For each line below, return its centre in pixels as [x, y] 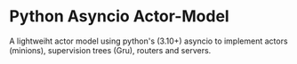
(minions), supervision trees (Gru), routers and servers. [110, 50]
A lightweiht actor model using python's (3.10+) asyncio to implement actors [148, 41]
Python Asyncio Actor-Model [119, 16]
